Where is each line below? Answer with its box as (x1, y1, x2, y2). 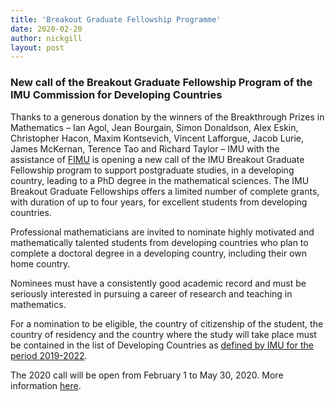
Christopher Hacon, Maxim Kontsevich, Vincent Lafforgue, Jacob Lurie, (10, 132, 304, 144)
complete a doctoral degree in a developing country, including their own (10, 247, 307, 259)
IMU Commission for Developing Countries (10, 88, 223, 102)
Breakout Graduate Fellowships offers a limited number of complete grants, (10, 185, 320, 197)
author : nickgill (10, 33, 83, 43)
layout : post (10, 42, 65, 53)
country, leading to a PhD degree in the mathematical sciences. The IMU (10, 174, 310, 186)
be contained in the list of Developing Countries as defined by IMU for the (10, 339, 314, 351)
